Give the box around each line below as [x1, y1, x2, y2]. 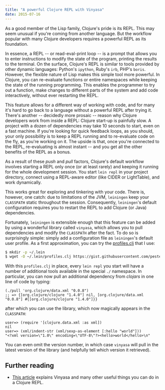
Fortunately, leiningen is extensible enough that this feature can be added [5, 219, 156, 225]
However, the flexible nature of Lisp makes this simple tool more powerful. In [5, 71, 160, 77]
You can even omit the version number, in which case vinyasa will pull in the [5, 342, 159, 348]
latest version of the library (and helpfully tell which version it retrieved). [5, 347, 151, 353]
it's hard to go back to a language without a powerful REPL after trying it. [5, 107, 152, 113]
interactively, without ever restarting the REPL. [5, 92, 99, 98]
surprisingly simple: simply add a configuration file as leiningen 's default [5, 235, 153, 241]
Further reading [5, 361, 54, 369]
